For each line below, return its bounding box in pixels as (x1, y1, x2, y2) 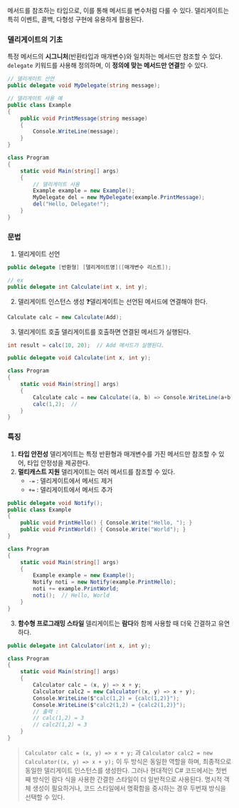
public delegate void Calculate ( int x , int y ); (7, 354, 152, 362)
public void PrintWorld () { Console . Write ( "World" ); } (20, 526, 186, 533)
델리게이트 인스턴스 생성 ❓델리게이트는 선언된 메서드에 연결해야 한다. (17, 297, 208, 305)
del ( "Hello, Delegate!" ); (33, 200, 110, 208)
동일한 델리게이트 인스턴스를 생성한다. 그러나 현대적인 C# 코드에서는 (24, 766, 215, 774)
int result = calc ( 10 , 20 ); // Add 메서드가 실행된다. (7, 342, 165, 349)
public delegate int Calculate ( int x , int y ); (7, 283, 148, 290)
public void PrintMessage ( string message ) (20, 115, 148, 122)
